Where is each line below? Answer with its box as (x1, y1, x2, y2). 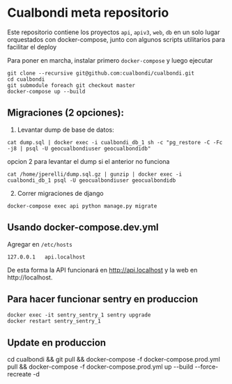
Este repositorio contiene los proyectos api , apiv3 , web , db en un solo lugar (7, 28, 220, 36)
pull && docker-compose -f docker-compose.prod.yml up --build (7, 362, 194, 371)
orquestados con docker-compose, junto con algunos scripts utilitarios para (7, 35, 225, 43)
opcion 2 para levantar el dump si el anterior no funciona (7, 157, 170, 165)
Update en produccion (7, 337, 107, 348)
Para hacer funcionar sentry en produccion (7, 293, 199, 305)
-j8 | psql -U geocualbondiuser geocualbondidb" (7, 145, 151, 152)
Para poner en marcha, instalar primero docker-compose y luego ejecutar (7, 56, 213, 64)
